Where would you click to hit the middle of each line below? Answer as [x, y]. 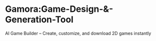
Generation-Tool [39, 20]
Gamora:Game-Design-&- [59, 9]
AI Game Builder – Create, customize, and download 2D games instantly [78, 33]
